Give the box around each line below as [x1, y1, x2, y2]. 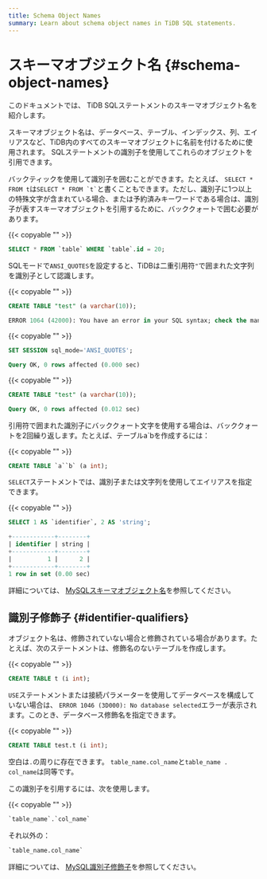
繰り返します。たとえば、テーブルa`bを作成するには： [33, 430, 211, 440]
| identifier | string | [8, 540, 91, 548]
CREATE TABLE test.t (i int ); [8, 742, 109, 750]
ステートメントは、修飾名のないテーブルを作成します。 [49, 643, 230, 653]
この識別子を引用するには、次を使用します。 [8, 784, 154, 794]
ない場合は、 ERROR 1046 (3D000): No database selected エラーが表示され [14, 700, 257, 710]
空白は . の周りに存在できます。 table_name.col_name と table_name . [8, 757, 228, 767]
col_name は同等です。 [8, 767, 78, 777]
